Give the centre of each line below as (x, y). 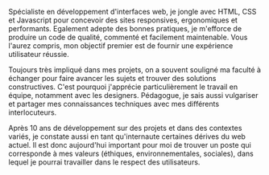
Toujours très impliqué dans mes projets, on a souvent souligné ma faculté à (135, 70)
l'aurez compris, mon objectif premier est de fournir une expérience (121, 46)
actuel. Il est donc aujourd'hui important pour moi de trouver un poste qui (130, 145)
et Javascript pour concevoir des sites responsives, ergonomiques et (123, 20)
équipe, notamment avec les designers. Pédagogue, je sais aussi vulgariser (133, 95)
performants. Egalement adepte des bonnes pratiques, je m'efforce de (125, 28)
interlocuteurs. (33, 112)
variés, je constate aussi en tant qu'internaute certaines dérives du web (127, 136)
